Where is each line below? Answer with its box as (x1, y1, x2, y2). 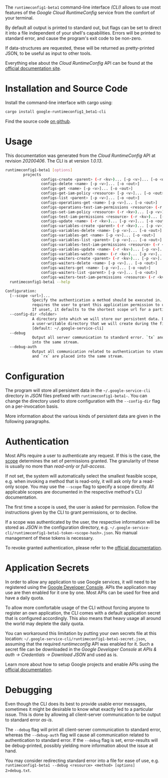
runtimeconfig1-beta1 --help (9, 279, 70, 284)
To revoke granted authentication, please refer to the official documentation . (5, 544, 162, 551)
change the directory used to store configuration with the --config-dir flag (5, 398, 160, 404)
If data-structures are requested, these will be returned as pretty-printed (5, 45, 155, 51)
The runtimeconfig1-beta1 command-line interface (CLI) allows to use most (5, 5, 161, 10)
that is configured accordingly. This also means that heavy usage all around (5, 615, 161, 621)
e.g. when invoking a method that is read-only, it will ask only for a (5, 478, 142, 484)
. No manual (112, 529, 137, 536)
